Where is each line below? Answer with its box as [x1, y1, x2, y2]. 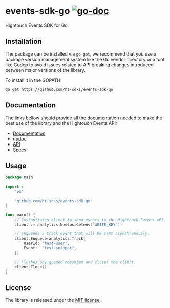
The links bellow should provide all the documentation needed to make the [5, 115, 163, 121]
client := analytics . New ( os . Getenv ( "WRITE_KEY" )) [14, 222, 123, 227]
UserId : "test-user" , [24, 241, 70, 246]
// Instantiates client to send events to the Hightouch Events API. [14, 217, 166, 222]
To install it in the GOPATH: [5, 77, 62, 83]
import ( [5, 184, 24, 190]
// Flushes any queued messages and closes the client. [14, 260, 137, 265]
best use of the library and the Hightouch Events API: [5, 120, 117, 126]
